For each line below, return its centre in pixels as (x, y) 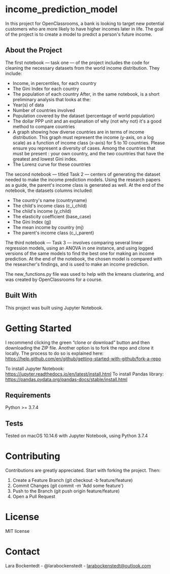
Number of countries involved (44, 110)
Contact (23, 552)
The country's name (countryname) (50, 200)
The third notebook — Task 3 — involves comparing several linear (74, 242)
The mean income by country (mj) (48, 227)
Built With (21, 295)
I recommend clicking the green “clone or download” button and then (78, 342)
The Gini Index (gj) (32, 222)
